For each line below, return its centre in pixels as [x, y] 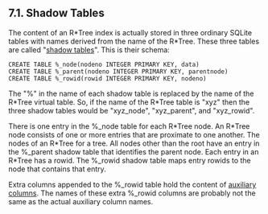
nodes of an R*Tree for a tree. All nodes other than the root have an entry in [134, 143]
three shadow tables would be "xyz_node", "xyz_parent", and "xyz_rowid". [132, 110]
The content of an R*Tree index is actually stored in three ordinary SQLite [130, 32]
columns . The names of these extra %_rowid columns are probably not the [132, 193]
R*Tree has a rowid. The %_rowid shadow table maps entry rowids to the [130, 160]
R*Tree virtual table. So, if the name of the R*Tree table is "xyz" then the [129, 102]
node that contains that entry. [57, 169]
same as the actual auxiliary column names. [81, 201]
